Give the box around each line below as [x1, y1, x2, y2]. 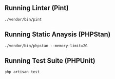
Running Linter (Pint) [4, 4, 69, 12]
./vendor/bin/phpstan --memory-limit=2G [4, 43, 88, 48]
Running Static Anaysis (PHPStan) [4, 30, 111, 39]
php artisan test [4, 70, 40, 75]
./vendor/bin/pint [4, 17, 42, 22]
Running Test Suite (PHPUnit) [4, 56, 96, 65]
